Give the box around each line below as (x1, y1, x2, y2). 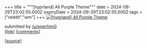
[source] (4, 38, 22, 44)
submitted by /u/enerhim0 (4, 24, 57, 29)
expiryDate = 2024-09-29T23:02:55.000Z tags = (43, 9, 143, 15)
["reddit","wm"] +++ (4, 14, 45, 20)
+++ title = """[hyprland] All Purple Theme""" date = (4, 4, 110, 10)
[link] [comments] (4, 29, 41, 34)
